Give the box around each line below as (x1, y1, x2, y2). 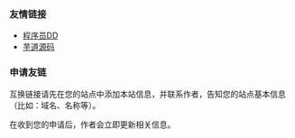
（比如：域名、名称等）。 (9, 99, 101, 110)
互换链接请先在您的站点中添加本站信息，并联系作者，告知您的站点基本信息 (9, 88, 286, 99)
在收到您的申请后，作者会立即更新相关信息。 (9, 119, 176, 130)
